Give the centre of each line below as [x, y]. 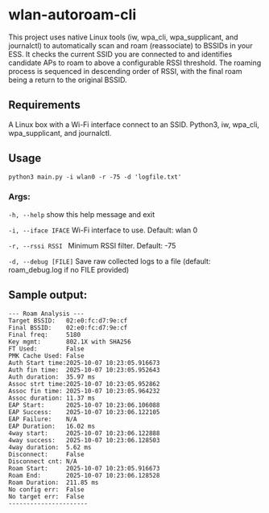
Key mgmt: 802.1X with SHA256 [70, 342]
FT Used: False [46, 349]
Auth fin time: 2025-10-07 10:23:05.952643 [84, 370]
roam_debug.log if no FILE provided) [69, 269]
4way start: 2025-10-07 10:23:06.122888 [84, 433]
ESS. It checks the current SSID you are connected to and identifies [120, 54]
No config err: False [46, 489]
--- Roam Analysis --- [46, 314]
